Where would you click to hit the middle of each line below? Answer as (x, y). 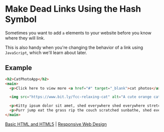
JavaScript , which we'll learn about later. (46, 53)
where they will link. (25, 38)
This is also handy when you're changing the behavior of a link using (74, 47)
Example (19, 68)
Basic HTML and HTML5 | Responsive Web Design (56, 124)
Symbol (21, 19)
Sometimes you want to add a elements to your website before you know (78, 33)
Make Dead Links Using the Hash (73, 9)
